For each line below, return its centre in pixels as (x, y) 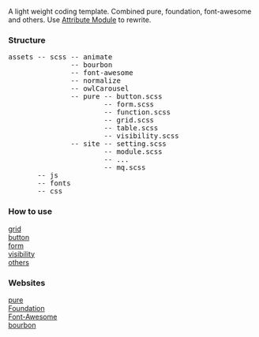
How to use (30, 212)
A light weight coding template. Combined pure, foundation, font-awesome (130, 11)
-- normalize (96, 81)
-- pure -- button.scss (116, 97)
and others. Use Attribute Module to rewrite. (80, 20)
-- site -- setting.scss (119, 144)
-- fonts (54, 183)
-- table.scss (131, 128)
